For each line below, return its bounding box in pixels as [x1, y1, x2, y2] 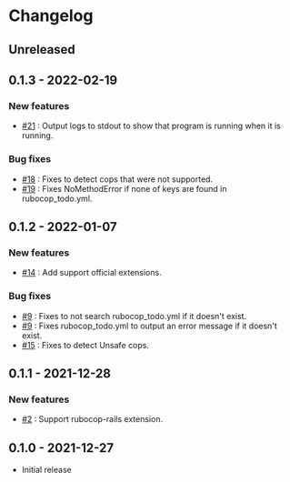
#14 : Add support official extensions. [21, 267, 162, 278]
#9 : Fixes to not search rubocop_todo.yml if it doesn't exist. [21, 310, 247, 321]
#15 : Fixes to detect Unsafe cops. [21, 339, 149, 350]
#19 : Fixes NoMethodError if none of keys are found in [21, 183, 227, 194]
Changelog [8, 5, 94, 26]
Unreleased [8, 42, 76, 57]
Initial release [21, 465, 72, 476]
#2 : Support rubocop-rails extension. [21, 414, 164, 425]
